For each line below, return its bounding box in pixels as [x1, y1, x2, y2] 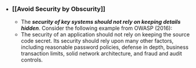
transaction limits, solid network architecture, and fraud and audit [20, 50, 182, 57]
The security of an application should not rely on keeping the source [20, 31, 190, 38]
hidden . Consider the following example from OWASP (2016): [20, 24, 173, 32]
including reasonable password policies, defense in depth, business [20, 44, 189, 51]
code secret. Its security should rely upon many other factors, [20, 38, 174, 45]
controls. [20, 56, 43, 64]
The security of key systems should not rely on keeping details [20, 18, 181, 26]
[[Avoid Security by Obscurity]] [11, 5, 106, 13]
